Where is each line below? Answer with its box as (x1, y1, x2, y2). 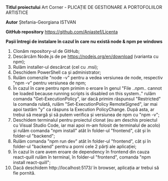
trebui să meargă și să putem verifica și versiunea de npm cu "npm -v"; (12, 112, 160, 118)
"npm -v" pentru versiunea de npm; (12, 80, 86, 86)
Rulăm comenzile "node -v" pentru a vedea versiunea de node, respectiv (12, 75, 163, 80)
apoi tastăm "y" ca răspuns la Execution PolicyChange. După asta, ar (12, 107, 155, 112)
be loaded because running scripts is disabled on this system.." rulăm (12, 91, 156, 96)
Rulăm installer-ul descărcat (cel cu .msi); (12, 64, 99, 70)
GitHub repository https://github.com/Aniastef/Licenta (5, 29, 118, 34)
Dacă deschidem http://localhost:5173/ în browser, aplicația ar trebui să (12, 165, 159, 171)
